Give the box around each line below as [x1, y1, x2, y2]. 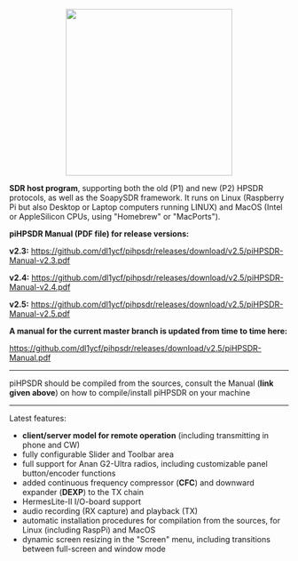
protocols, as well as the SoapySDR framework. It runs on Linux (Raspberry [9, 192, 285, 203]
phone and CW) [21, 440, 81, 450]
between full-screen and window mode [21, 543, 166, 554]
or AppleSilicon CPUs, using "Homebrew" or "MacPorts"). [9, 212, 221, 221]
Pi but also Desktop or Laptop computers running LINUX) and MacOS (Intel [9, 202, 283, 212]
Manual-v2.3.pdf [9, 255, 71, 266]
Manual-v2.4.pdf [9, 282, 71, 293]
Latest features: [9, 413, 67, 423]
